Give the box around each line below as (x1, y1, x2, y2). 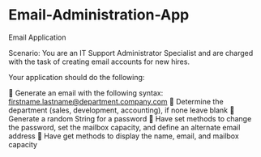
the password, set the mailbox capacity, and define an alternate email (8, 122, 241, 132)
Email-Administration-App (8, 6, 190, 24)
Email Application (8, 32, 66, 42)
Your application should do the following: (8, 72, 145, 82)
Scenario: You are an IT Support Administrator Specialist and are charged (8, 48, 254, 57)
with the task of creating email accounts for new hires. (8, 57, 190, 66)
